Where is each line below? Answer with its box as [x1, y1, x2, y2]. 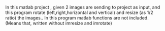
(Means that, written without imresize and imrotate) [5, 20, 113, 26]
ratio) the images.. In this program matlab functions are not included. [5, 15, 149, 20]
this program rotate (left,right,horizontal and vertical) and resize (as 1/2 [5, 9, 153, 15]
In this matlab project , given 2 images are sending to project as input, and [5, 4, 160, 10]
